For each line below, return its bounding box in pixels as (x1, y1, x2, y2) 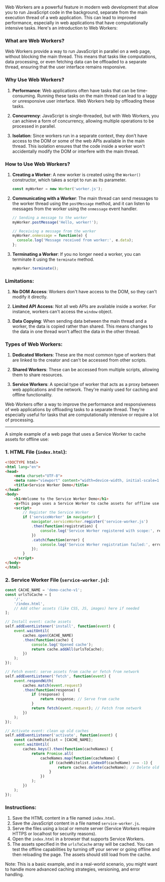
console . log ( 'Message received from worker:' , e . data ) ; (17, 238, 134, 243)
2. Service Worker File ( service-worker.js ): (5, 577, 110, 583)
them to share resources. (12, 372, 63, 378)
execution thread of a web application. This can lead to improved (5, 15, 137, 20)
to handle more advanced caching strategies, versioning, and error (5, 866, 140, 872)
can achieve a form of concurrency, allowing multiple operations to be (12, 118, 154, 124)
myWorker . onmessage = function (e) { (12, 233, 87, 238)
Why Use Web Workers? (5, 76, 65, 83)
